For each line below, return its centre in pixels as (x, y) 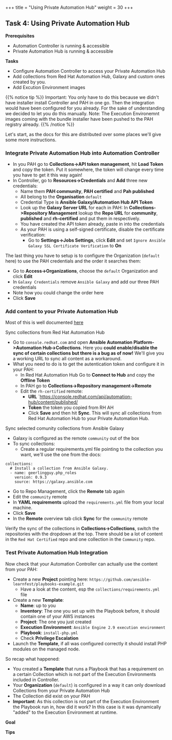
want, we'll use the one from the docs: (61, 454)
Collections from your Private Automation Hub (61, 690)
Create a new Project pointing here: (50, 579)
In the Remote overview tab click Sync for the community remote (80, 518)
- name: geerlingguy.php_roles (43, 473)
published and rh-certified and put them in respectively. (80, 219)
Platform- (144, 342)
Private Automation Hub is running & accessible (63, 51)
